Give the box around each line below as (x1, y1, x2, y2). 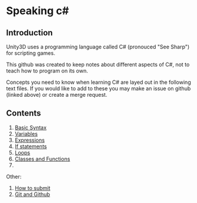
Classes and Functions (14, 155, 70, 162)
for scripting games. (6, 50, 56, 57)
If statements (14, 143, 47, 150)
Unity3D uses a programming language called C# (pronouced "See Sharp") (6, 43, 190, 50)
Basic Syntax (14, 124, 47, 131)
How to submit (14, 184, 50, 191)
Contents (6, 108, 41, 119)
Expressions (14, 136, 45, 143)
